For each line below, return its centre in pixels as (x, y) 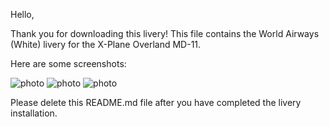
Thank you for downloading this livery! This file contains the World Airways (165, 33)
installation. (34, 113)
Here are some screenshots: (68, 63)
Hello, (22, 14)
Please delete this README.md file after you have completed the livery (156, 102)
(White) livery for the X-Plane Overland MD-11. (106, 44)
